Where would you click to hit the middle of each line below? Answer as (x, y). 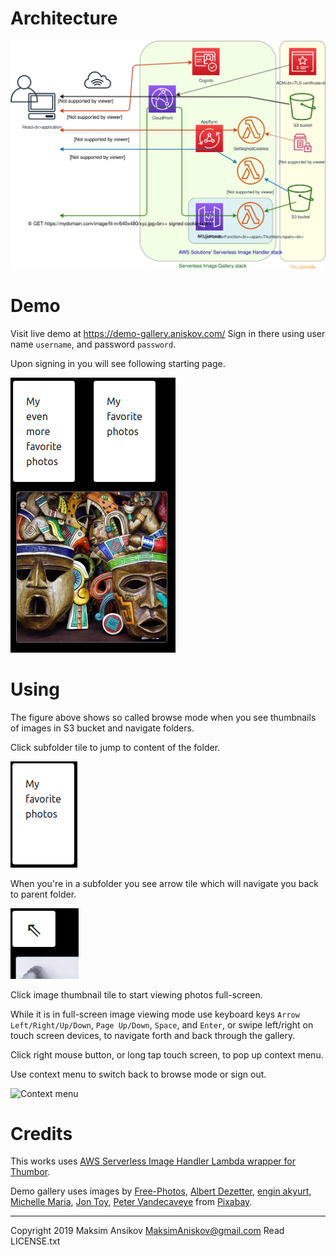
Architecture (64, 18)
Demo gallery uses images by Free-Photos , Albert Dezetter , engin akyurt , (161, 1191)
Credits (41, 1133)
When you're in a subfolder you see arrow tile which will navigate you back (164, 883)
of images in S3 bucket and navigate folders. (102, 728)
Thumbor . (30, 1172)
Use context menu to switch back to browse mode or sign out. (138, 1074)
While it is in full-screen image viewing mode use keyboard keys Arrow (155, 1014)
